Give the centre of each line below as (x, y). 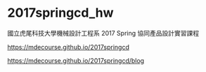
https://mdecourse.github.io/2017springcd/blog (76, 60)
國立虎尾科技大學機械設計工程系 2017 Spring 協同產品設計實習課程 (103, 33)
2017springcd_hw (60, 13)
